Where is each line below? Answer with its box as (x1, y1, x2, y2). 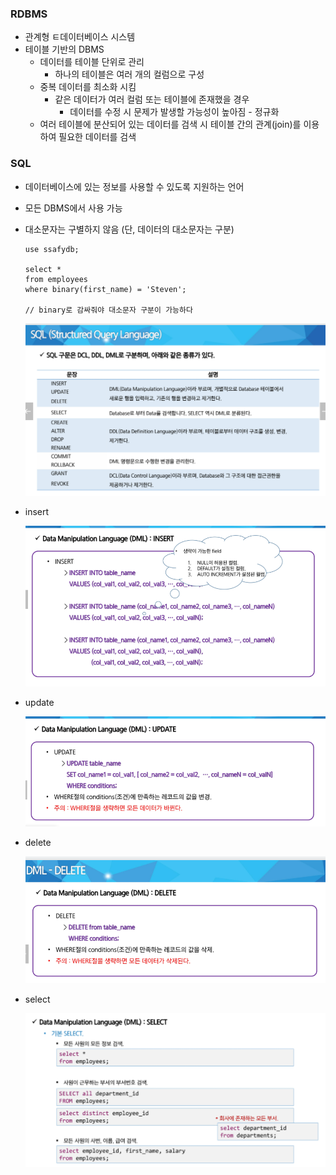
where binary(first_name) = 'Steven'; (24, 284, 187, 294)
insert (24, 505, 50, 517)
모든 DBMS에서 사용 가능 (24, 202, 123, 214)
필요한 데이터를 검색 (58, 131, 137, 143)
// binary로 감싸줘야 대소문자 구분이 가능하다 (24, 305, 193, 315)
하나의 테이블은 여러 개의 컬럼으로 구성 (54, 68, 205, 81)
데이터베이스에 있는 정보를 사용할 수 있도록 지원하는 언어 (24, 180, 245, 192)
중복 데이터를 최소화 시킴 (39, 81, 137, 93)
